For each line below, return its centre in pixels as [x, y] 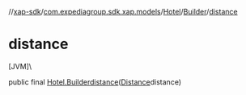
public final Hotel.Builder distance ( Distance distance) [95, 82]
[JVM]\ [20, 66]
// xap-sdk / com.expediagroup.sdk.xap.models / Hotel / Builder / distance [123, 12]
